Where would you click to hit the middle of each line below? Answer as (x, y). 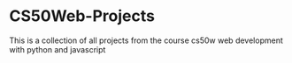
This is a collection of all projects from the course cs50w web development (146, 40)
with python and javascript (58, 49)
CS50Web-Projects (82, 16)
